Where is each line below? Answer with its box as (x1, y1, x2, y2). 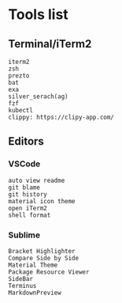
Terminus (8, 282, 37, 290)
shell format (8, 211, 51, 219)
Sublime (8, 229, 41, 241)
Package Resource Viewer (8, 267, 90, 276)
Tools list (8, 6, 68, 24)
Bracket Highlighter (8, 247, 76, 255)
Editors (8, 134, 45, 148)
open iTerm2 (8, 204, 47, 212)
